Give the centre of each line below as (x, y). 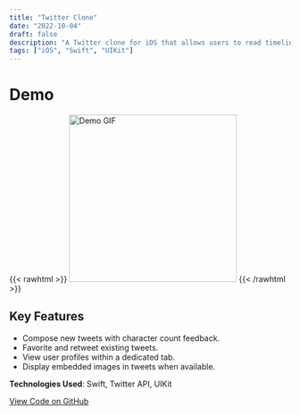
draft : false (33, 34)
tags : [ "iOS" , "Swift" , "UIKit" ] (71, 51)
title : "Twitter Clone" (54, 17)
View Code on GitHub (49, 401)
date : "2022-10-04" (46, 26)
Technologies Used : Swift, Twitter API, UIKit (91, 384)
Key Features (47, 316)
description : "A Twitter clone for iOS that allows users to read (135, 42)
